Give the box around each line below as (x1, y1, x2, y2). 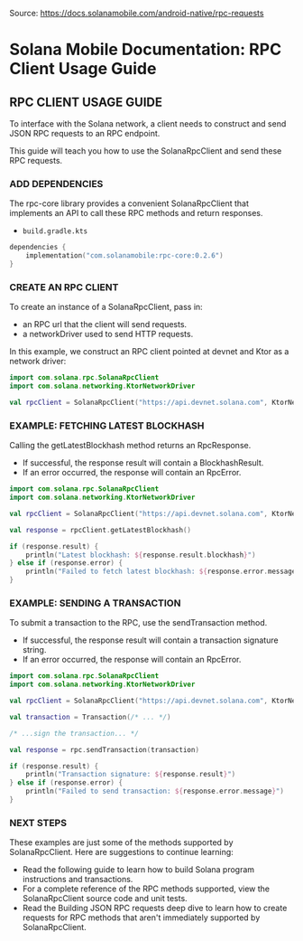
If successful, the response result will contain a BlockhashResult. (22, 457, 264, 468)
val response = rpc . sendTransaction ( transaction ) (9, 745, 200, 754)
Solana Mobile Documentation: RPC (9, 40, 282, 60)
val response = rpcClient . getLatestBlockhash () (9, 525, 192, 534)
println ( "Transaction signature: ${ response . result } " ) (25, 770, 236, 779)
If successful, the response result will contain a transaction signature (22, 635, 279, 645)
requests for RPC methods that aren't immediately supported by (22, 912, 261, 923)
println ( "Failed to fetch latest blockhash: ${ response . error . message (25, 567, 297, 577)
